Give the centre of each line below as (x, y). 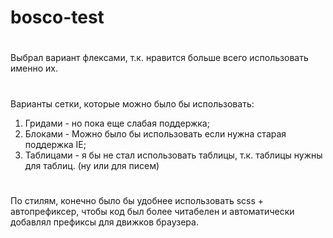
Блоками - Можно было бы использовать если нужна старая (155, 133)
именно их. (34, 68)
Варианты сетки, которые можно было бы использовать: (132, 103)
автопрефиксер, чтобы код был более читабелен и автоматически (152, 211)
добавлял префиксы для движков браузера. (104, 222)
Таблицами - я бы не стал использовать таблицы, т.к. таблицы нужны (173, 155)
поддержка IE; (55, 144)
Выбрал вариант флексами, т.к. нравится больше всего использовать (159, 58)
